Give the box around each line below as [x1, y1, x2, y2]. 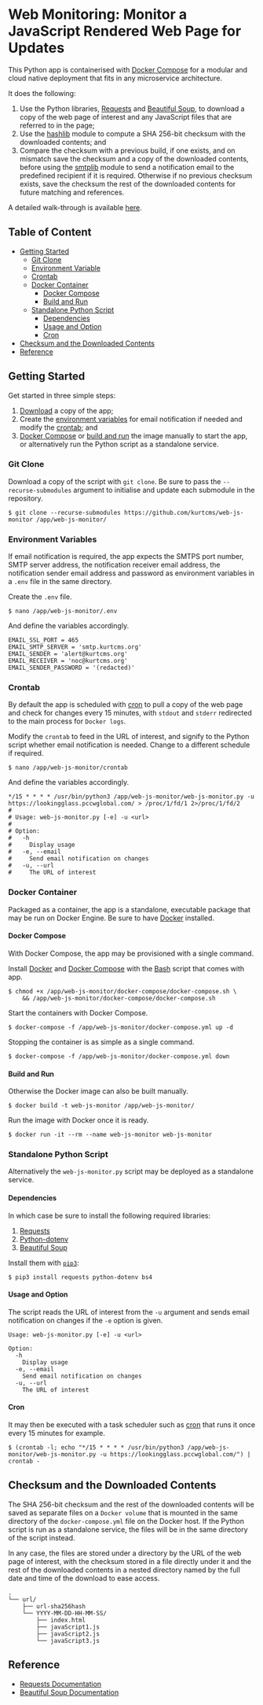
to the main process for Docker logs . [8, 716, 126, 726]
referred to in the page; [19, 120, 96, 130]
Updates [8, 39, 65, 57]
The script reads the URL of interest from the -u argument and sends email [8, 1307, 250, 1316]
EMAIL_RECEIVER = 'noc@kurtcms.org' [8, 657, 128, 665]
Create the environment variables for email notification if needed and [19, 414, 243, 423]
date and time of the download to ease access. [8, 1573, 160, 1583]
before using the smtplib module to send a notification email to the [19, 162, 235, 172]
